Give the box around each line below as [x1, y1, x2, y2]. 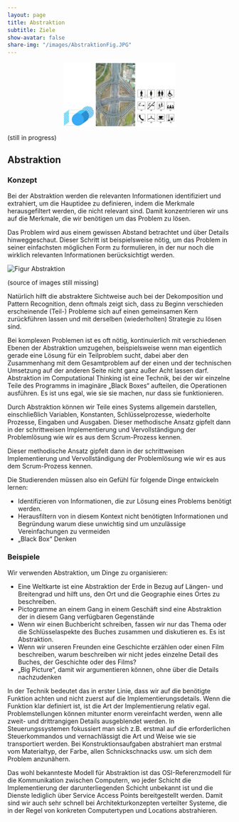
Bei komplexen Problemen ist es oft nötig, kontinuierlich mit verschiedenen [7, 336, 226, 344]
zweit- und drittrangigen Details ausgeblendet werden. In [7, 717, 175, 725]
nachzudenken [17, 673, 62, 681]
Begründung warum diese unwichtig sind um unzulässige [17, 519, 186, 528]
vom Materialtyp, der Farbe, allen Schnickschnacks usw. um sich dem [7, 747, 212, 755]
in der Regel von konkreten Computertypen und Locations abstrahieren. [7, 806, 218, 814]
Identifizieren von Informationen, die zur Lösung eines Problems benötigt [17, 496, 232, 505]
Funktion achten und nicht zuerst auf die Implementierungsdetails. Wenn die [7, 694, 231, 703]
